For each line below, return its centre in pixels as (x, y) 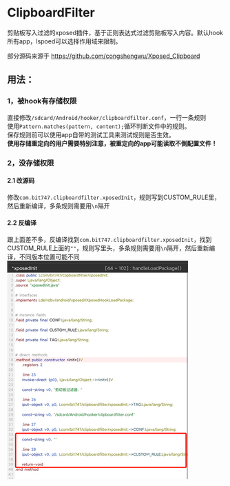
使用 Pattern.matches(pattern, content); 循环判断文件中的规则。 (99, 126)
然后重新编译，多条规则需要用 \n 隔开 (59, 205)
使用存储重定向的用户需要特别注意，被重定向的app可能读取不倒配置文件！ (112, 143)
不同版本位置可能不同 (49, 256)
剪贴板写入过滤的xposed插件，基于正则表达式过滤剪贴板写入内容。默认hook (115, 32)
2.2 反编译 (22, 223)
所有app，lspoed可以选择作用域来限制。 (64, 41)
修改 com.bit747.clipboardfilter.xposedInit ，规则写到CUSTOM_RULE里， (114, 197)
